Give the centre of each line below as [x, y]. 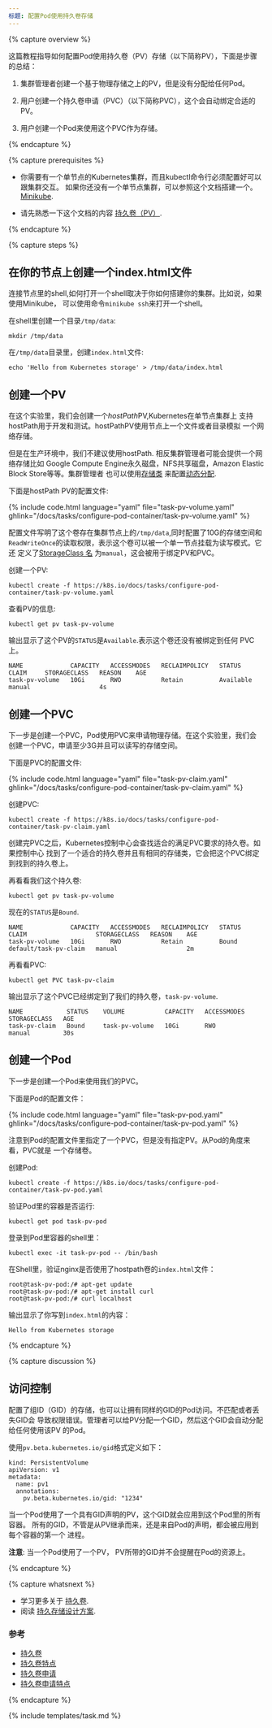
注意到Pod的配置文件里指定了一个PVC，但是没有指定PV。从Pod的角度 [126, 1140]
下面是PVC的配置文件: [45, 763]
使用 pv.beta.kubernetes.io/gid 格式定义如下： [86, 1447]
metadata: [25, 1477]
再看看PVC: [28, 965]
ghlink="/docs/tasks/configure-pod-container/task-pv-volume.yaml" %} [129, 516]
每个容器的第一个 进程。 [49, 1535]
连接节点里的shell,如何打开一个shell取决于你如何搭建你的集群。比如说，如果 [135, 293]
